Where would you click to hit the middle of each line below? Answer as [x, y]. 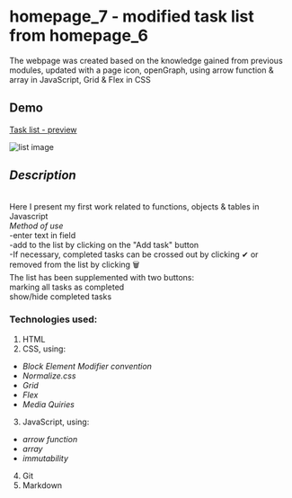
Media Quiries [48, 404]
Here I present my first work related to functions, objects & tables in [134, 206]
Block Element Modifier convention [87, 366]
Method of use [36, 226]
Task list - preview [44, 129]
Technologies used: [53, 319]
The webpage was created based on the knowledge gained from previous [146, 60]
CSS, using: [44, 349]
